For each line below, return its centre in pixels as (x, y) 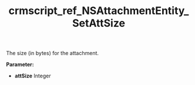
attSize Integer (33, 76)
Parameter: (20, 64)
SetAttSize (99, 23)
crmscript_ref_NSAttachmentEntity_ (99, 11)
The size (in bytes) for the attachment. (52, 53)
